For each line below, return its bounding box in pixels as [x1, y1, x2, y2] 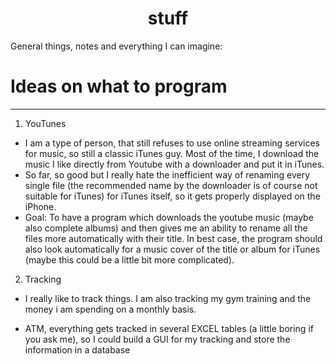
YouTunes [24, 117, 67, 129]
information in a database [24, 343, 131, 356]
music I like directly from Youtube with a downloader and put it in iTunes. [24, 158, 325, 170]
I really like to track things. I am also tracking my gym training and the [24, 292, 312, 304]
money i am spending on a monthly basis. [24, 303, 197, 315]
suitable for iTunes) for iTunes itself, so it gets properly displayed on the [24, 190, 321, 202]
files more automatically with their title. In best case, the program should [24, 232, 323, 244]
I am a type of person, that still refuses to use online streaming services [24, 137, 320, 149]
